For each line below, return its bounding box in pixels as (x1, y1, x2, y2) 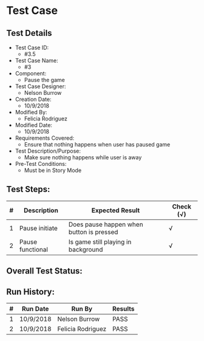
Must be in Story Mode (24, 167, 82, 174)
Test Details (6, 28, 53, 38)
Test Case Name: (15, 57, 59, 64)
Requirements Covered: (15, 134, 75, 142)
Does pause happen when (68, 220, 144, 229)
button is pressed (68, 227, 118, 236)
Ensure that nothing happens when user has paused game (24, 141, 171, 148)
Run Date (22, 305, 49, 313)
